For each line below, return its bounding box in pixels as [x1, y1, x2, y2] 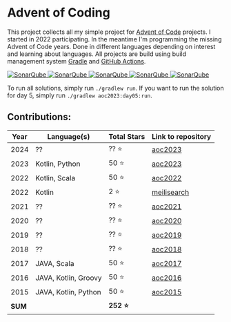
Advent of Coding [7, 5, 110, 21]
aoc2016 [151, 273, 182, 283]
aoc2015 [151, 287, 182, 297]
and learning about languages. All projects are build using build [7, 50, 187, 58]
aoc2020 [151, 216, 182, 226]
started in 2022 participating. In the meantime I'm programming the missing [7, 35, 222, 43]
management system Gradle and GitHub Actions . [7, 57, 146, 65]
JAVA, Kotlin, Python [35, 287, 101, 297]
